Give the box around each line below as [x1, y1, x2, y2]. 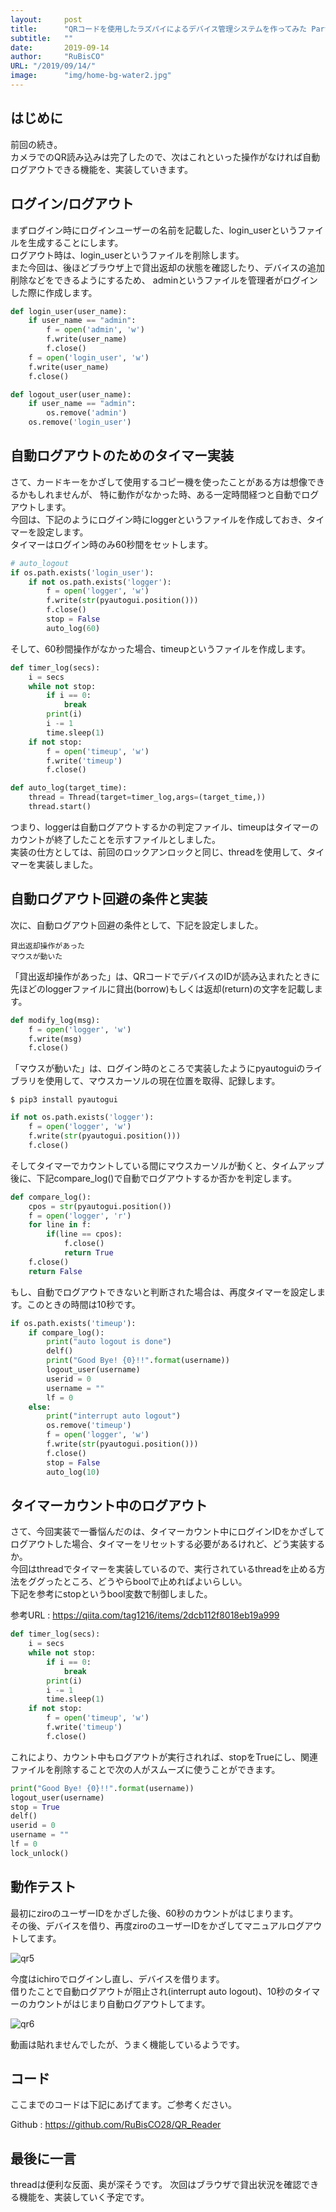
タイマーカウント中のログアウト [10, 1497, 208, 1514]
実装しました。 [36, 858, 98, 870]
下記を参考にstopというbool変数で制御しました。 [10, 1588, 213, 1600]
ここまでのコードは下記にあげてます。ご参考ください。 [10, 2099, 237, 2111]
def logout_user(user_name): [10, 389, 132, 400]
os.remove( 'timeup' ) [46, 1421, 132, 1431]
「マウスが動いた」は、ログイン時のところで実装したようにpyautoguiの [10, 1062, 306, 1075]
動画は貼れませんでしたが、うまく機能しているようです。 [10, 2038, 245, 2050]
